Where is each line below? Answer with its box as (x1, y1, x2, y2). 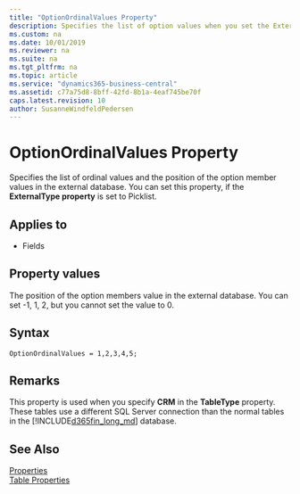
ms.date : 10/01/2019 (9, 37, 87, 47)
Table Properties (9, 474, 71, 486)
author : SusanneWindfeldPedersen (9, 104, 134, 113)
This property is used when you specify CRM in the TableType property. (9, 397, 276, 408)
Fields (21, 241, 45, 251)
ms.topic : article (9, 71, 78, 80)
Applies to (9, 217, 68, 232)
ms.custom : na (9, 29, 62, 38)
